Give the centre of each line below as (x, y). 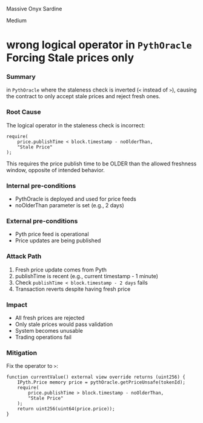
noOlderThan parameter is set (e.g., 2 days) (69, 205)
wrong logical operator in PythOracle (99, 45)
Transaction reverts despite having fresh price (73, 289)
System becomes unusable (49, 330)
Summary (21, 77)
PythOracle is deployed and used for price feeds (75, 199)
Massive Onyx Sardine (34, 9)
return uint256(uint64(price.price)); (66, 409)
